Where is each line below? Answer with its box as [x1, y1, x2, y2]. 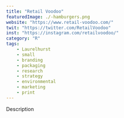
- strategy [16, 73, 43, 79]
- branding [16, 57, 43, 63]
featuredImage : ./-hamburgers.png [6, 14, 91, 20]
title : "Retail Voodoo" [6, 8, 64, 15]
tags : [6, 41, 19, 47]
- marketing [16, 84, 46, 90]
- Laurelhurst [16, 47, 51, 52]
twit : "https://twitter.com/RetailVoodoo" [6, 24, 111, 31]
